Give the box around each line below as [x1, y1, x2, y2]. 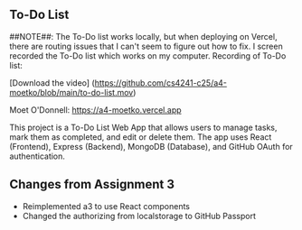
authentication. [9, 151, 66, 161]
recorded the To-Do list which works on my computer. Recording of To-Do [9, 50, 287, 61]
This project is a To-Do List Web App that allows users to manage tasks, [9, 122, 278, 133]
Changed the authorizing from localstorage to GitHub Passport [22, 210, 256, 221]
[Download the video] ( [9, 77, 95, 88]
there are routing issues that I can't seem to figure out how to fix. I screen [9, 41, 283, 51]
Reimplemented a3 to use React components [22, 200, 190, 211]
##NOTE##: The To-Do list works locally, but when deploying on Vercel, [9, 31, 278, 41]
